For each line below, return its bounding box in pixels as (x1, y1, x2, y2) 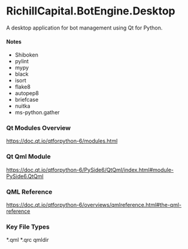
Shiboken (14, 51, 39, 58)
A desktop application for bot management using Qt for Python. (6, 24, 163, 31)
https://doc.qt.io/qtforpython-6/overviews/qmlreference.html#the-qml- (6, 201, 182, 209)
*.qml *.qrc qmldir (6, 236, 49, 244)
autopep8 (14, 90, 39, 97)
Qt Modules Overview (6, 124, 71, 132)
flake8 (14, 83, 31, 91)
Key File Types (6, 223, 50, 231)
